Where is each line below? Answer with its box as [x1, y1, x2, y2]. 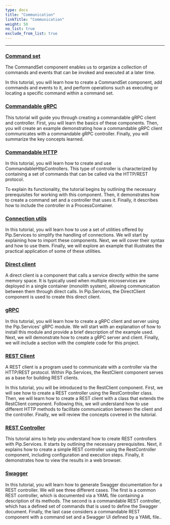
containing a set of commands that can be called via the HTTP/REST [5, 171, 148, 177]
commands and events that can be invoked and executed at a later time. [5, 70, 155, 76]
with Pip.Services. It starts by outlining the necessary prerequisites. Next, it [5, 441, 162, 447]
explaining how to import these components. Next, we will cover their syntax [5, 237, 165, 244]
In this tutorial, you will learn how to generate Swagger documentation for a [5, 481, 162, 487]
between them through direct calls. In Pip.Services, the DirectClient [5, 288, 146, 294]
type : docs [5, 7, 28, 13]
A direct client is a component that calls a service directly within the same [5, 272, 159, 278]
